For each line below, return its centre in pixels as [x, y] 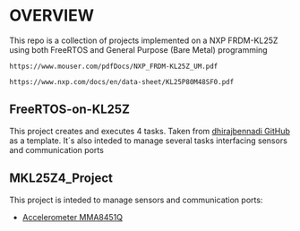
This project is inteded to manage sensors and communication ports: [136, 200]
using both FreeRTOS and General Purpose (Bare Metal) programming [138, 49]
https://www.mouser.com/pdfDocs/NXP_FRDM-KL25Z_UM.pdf [114, 66]
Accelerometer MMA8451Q [73, 217]
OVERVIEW [52, 16]
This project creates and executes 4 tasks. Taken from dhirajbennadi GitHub [150, 131]
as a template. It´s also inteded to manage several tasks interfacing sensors [149, 141]
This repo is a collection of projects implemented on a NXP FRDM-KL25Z [144, 40]
